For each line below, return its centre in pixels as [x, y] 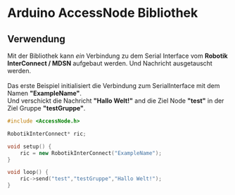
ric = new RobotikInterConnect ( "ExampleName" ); [91, 153]
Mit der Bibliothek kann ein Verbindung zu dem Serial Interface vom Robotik [118, 56]
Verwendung [36, 39]
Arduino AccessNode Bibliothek [103, 13]
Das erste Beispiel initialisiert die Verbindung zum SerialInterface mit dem [114, 86]
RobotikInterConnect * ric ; [47, 134]
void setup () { [30, 146]
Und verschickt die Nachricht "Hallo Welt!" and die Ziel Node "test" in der [116, 101]
